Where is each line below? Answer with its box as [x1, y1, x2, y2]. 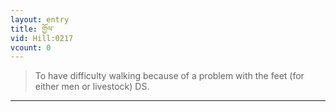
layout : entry [10, 14, 70, 25]
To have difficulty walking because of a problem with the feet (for [34, 70, 305, 82]
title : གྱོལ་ [10, 24, 55, 34]
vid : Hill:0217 [10, 33, 74, 43]
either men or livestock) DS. [34, 81, 150, 93]
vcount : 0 [10, 42, 52, 53]
